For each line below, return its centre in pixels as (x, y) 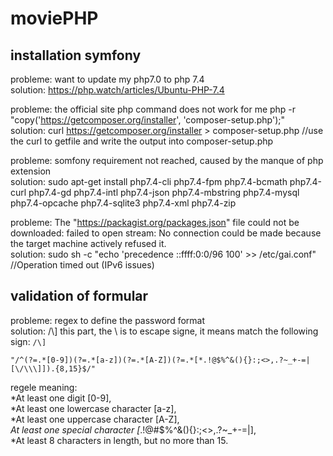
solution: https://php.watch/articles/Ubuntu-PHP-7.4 (117, 90)
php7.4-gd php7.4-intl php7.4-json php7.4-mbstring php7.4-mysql (164, 192)
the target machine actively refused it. (88, 243)
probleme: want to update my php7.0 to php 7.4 (107, 79)
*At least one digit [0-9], (61, 398)
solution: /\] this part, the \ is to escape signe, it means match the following (164, 331)
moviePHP (54, 18)
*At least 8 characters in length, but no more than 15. (119, 440)
